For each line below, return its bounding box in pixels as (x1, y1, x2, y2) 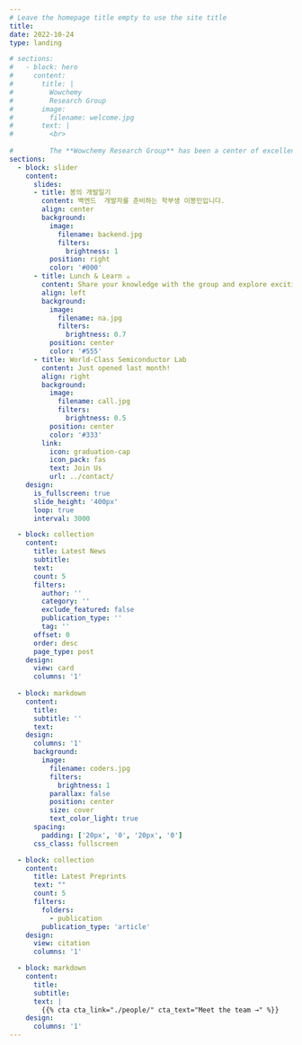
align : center (41, 205, 94, 214)
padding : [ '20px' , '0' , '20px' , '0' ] (41, 830, 182, 840)
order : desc (32, 639, 78, 648)
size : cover (49, 806, 94, 815)
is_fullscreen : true (32, 489, 111, 498)
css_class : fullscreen (32, 839, 119, 848)
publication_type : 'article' (41, 922, 151, 931)
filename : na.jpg (57, 314, 123, 323)
